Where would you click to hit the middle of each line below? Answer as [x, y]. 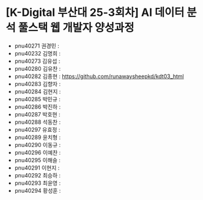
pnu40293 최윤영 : [38, 183]
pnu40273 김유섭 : [37, 61]
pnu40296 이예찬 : [38, 152]
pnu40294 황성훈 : [38, 190]
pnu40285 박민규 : [37, 99]
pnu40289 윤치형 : [38, 137]
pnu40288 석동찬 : [38, 122]
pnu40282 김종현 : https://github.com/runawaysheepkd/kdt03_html [99, 76]
